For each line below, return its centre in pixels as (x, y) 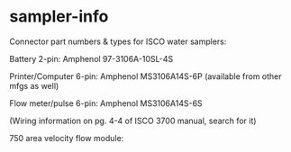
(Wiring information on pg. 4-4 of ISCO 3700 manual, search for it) (133, 121)
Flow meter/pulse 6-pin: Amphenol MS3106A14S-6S (106, 103)
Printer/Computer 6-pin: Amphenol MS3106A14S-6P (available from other (145, 76)
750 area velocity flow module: (67, 138)
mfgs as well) (34, 85)
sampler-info (59, 17)
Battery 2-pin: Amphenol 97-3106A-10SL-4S (91, 58)
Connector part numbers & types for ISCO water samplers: (118, 41)
